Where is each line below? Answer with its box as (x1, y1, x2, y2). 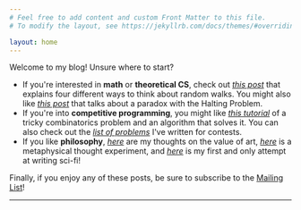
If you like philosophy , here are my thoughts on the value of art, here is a (21, 136, 292, 147)
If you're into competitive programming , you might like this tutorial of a (21, 108, 287, 119)
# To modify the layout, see (9, 21, 118, 30)
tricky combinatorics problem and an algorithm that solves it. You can (21, 117, 279, 128)
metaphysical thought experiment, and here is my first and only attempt (21, 146, 287, 156)
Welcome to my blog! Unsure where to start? (9, 62, 175, 72)
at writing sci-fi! (21, 155, 82, 166)
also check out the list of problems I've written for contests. (21, 127, 243, 138)
